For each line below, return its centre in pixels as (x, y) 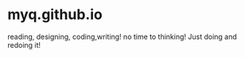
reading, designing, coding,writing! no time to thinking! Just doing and (122, 37)
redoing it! (24, 44)
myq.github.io (55, 15)
